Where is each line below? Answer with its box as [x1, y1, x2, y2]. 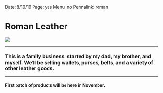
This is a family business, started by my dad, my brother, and [5, 53, 151, 60]
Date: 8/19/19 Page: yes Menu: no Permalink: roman [5, 4, 108, 10]
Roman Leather [5, 21, 68, 32]
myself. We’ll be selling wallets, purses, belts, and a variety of [5, 59, 154, 66]
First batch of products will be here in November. [5, 82, 106, 88]
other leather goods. [5, 65, 55, 72]
